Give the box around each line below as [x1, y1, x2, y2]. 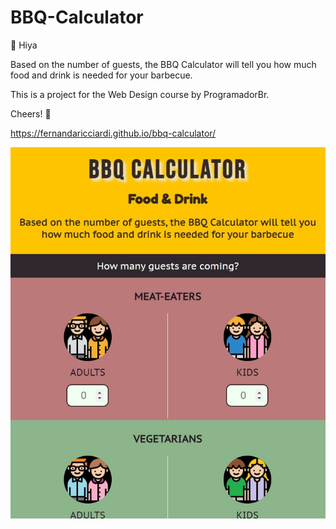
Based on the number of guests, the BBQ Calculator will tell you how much [10, 58, 317, 70]
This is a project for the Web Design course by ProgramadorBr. [10, 88, 270, 100]
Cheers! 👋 [10, 107, 52, 120]
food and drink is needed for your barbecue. [10, 69, 193, 81]
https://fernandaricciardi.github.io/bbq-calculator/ [10, 127, 217, 139]
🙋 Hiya [10, 39, 38, 51]
